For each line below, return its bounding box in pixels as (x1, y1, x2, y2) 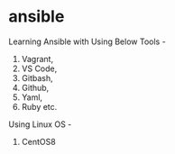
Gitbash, (21, 72, 53, 83)
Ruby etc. (21, 101, 58, 112)
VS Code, (21, 63, 58, 74)
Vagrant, (21, 53, 54, 64)
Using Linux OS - (8, 119, 72, 130)
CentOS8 (21, 136, 56, 147)
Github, (21, 82, 50, 93)
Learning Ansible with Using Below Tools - (8, 36, 166, 47)
